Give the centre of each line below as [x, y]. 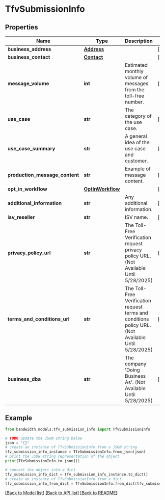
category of [138, 116]
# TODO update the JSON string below [44, 438]
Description [139, 41]
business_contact [29, 57]
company [135, 364]
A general [136, 136]
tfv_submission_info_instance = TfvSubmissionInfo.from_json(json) [76, 452]
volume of [136, 77]
